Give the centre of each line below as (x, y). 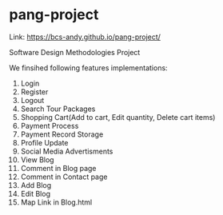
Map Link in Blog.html (56, 202)
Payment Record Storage (62, 134)
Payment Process (50, 125)
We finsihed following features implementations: (88, 68)
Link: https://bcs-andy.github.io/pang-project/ (85, 37)
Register (34, 92)
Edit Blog (36, 193)
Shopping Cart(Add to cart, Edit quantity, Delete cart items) (118, 117)
